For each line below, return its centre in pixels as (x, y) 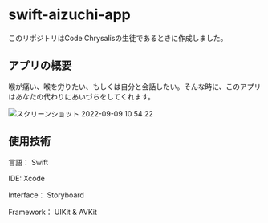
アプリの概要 (40, 66)
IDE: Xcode (27, 178)
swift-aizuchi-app (69, 15)
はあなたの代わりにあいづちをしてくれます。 (81, 96)
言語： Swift (28, 162)
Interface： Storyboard (46, 195)
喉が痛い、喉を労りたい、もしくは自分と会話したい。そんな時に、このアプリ (135, 87)
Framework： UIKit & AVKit (53, 212)
